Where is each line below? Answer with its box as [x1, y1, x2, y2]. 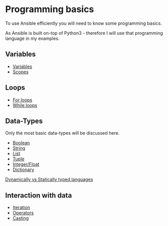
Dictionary [12, 166, 34, 173]
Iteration [12, 204, 30, 210]
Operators [12, 210, 34, 216]
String [12, 145, 26, 151]
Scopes [12, 69, 29, 75]
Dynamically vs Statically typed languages [5, 177, 93, 183]
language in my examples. [5, 35, 60, 41]
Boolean [12, 140, 30, 146]
